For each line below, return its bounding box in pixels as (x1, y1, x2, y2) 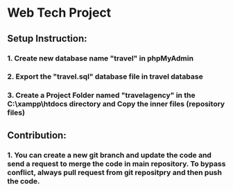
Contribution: (7, 129, 67, 141)
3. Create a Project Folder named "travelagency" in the (7, 90, 196, 100)
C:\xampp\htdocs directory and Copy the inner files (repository (7, 99, 225, 109)
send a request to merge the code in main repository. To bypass (7, 158, 226, 168)
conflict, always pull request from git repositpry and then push (7, 167, 222, 177)
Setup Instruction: (7, 33, 87, 44)
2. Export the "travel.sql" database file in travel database (7, 72, 203, 81)
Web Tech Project (7, 5, 112, 21)
